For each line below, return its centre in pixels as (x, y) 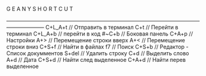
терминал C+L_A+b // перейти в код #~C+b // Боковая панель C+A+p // (100, 34)
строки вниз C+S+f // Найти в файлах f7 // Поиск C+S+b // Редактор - (97, 47)
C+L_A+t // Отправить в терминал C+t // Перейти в (112, 27)
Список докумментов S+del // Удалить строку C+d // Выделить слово (98, 53)
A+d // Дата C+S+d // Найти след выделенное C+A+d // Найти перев (96, 60)
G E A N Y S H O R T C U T (40, 9)
